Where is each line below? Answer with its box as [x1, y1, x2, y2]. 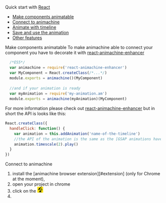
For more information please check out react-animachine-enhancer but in [5, 105, 155, 111]
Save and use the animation [12, 30, 69, 35]
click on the [12, 188, 36, 194]
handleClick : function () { [9, 126, 65, 131]
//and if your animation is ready [9, 86, 81, 91]
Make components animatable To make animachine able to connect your [5, 45, 153, 50]
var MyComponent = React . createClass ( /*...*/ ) [9, 70, 107, 75]
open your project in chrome [12, 181, 71, 187]
